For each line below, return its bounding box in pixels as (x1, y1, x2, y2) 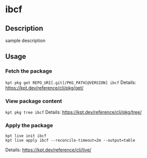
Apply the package (5, 122, 53, 129)
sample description (5, 37, 46, 43)
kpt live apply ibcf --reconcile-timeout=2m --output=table (5, 138, 136, 143)
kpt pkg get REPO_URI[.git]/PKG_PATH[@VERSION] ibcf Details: (5, 79, 136, 85)
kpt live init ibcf (5, 133, 47, 139)
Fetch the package (5, 67, 52, 75)
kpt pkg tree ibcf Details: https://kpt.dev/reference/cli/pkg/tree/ (5, 109, 142, 115)
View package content (5, 97, 63, 104)
